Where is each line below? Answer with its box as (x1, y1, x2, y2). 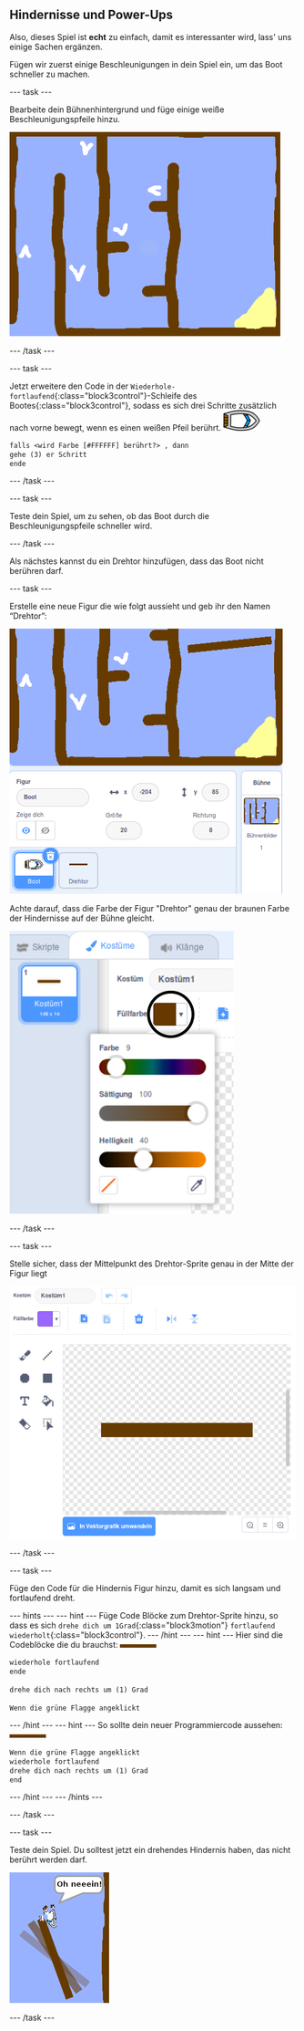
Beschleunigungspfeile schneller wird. (9, 520, 153, 531)
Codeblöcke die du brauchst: (9, 1640, 118, 1651)
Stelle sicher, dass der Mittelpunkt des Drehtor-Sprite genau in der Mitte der (9, 1258, 294, 1269)
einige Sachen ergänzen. (9, 41, 103, 52)
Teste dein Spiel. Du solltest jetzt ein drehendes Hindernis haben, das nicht (9, 1845, 291, 1856)
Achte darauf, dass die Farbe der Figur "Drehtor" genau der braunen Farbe (9, 902, 289, 913)
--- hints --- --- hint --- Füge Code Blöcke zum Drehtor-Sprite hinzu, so (9, 1610, 279, 1621)
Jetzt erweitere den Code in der (9, 380, 129, 391)
